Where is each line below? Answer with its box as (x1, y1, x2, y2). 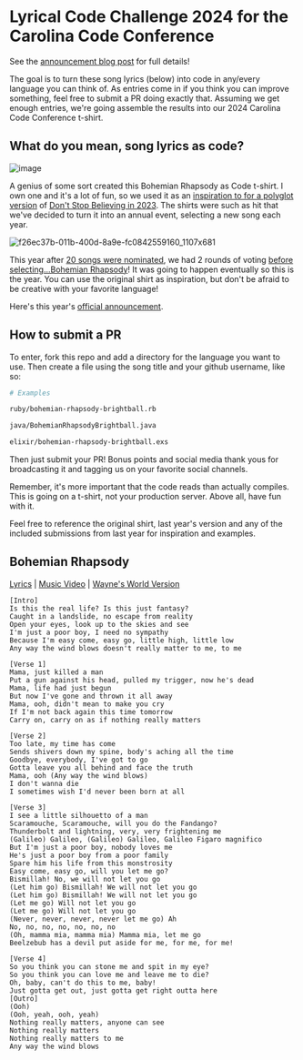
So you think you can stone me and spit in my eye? (9, 962, 209, 971)
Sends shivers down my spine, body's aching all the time (9, 747, 234, 756)
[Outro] (9, 994, 39, 1003)
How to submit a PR (9, 328, 122, 343)
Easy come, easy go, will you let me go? (9, 866, 169, 875)
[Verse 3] (9, 803, 47, 812)
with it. (9, 500, 35, 511)
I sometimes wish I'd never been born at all (9, 787, 185, 796)
